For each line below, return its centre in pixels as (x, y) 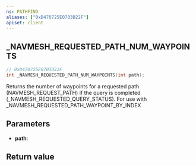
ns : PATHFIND (22, 12)
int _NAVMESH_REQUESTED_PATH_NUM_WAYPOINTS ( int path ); (75, 75)
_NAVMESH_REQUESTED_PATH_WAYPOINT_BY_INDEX (74, 105)
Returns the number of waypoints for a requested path (73, 86)
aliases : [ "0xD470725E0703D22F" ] (48, 17)
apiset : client (25, 23)
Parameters (28, 124)
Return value (30, 157)
